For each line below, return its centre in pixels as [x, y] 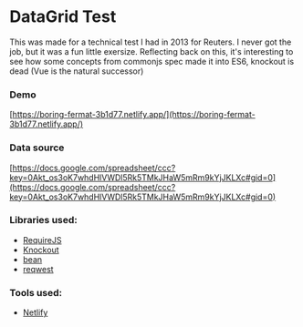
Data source [37, 148]
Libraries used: [43, 220]
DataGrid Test [63, 17]
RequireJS [42, 240]
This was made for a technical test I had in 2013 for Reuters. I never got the [151, 42]
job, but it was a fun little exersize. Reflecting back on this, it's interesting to [151, 51]
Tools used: [36, 292]
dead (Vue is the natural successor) [77, 71]
